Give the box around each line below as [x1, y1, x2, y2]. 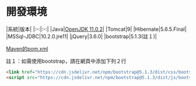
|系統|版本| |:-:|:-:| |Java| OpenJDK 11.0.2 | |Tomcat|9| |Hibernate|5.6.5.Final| [6, 26, 187, 33]
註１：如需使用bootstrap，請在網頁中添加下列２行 [6, 58, 127, 64]
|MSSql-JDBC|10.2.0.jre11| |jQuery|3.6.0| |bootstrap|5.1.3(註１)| [6, 33, 157, 40]
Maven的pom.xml [6, 45, 48, 52]
